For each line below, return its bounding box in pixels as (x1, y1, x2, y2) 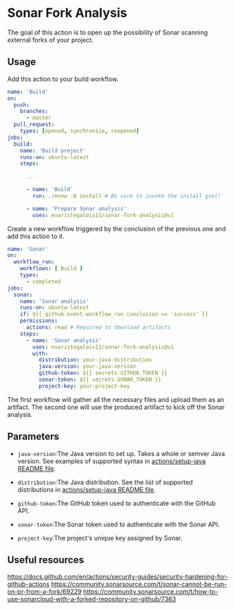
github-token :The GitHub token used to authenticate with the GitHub (17, 499, 216, 507)
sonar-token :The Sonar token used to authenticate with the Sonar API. (17, 520, 220, 528)
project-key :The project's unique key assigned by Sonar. (17, 533, 183, 542)
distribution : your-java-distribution (38, 356, 152, 363)
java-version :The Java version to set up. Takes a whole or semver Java (17, 449, 226, 457)
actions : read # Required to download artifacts (25, 324, 171, 331)
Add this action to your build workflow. (7, 74, 119, 83)
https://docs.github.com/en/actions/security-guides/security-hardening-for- (7, 573, 228, 581)
